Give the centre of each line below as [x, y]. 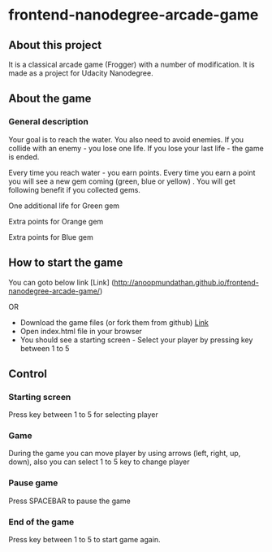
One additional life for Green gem [64, 206]
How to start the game [66, 263]
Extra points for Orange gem [56, 221]
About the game [50, 99]
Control [28, 374]
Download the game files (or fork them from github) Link [114, 322]
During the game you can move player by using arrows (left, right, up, [125, 454]
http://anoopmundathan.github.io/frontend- [186, 282]
